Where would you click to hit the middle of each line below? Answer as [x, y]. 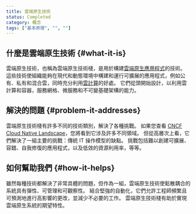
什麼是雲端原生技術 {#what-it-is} [66, 53]
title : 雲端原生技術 [28, 11]
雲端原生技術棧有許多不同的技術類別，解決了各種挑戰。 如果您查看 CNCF [94, 125]
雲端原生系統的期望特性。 [37, 205]
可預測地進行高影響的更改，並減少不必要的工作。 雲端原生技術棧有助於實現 [97, 198]
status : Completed [28, 17]
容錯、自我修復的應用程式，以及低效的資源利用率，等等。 [75, 148]
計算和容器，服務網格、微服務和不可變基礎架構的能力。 [73, 90]
